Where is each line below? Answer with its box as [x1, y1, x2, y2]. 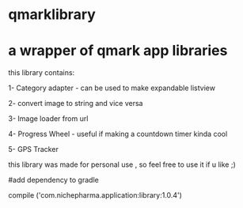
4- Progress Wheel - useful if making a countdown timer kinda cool [8, 129, 228, 139]
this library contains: [8, 68, 75, 78]
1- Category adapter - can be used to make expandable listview [8, 83, 216, 93]
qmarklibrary [8, 6, 97, 24]
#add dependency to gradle [8, 176, 99, 185]
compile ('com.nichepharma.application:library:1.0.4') [8, 191, 182, 200]
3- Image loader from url [8, 114, 89, 123]
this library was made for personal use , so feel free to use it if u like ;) [8, 160, 236, 169]
